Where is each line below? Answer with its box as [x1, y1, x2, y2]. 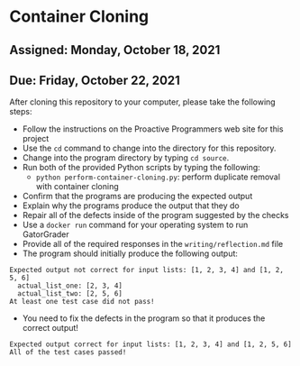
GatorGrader [22, 229, 69, 240]
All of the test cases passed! [9, 348, 127, 357]
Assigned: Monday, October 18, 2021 [9, 42, 221, 58]
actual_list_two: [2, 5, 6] [17, 289, 123, 298]
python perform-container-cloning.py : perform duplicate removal [35, 171, 281, 182]
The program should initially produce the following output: [22, 248, 239, 259]
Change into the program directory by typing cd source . [22, 152, 230, 163]
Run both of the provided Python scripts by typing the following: [22, 162, 261, 173]
